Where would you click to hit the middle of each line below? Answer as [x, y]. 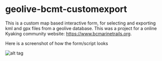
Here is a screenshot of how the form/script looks [57, 43]
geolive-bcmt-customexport [66, 9]
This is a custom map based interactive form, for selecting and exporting [80, 23]
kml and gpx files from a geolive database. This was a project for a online [81, 28]
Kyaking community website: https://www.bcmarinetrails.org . [69, 33]
